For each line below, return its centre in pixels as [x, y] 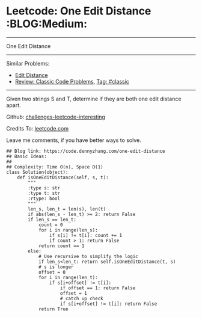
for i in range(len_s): [68, 230]
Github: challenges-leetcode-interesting [56, 117]
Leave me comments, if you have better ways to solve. [74, 140]
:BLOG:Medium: [47, 24]
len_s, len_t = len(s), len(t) [67, 209]
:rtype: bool [44, 199]
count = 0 [50, 225]
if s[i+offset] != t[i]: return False [109, 304]
